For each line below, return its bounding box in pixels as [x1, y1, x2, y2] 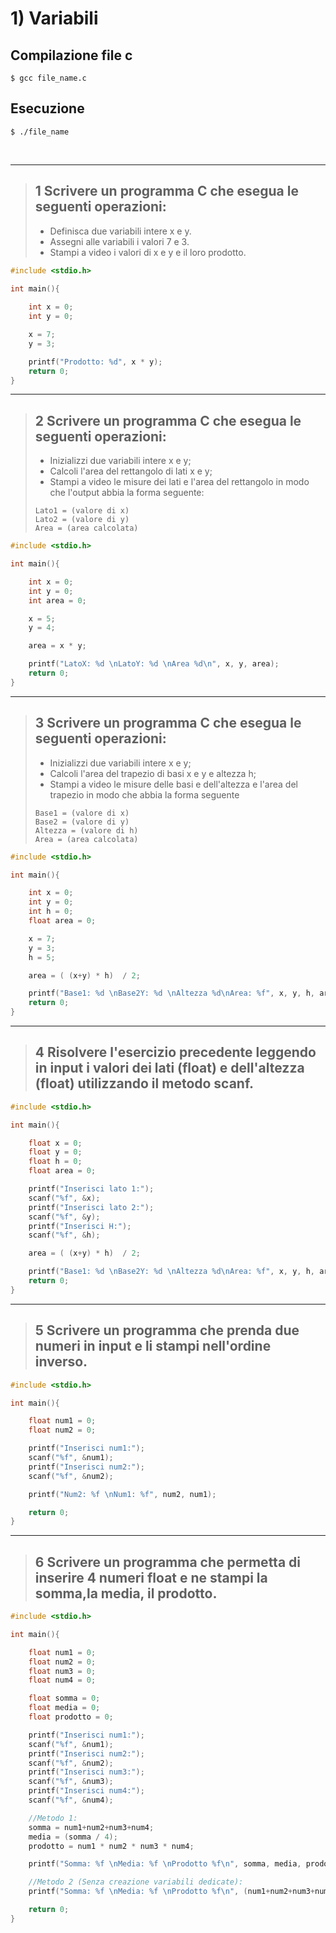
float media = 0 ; [28, 1703, 101, 1713]
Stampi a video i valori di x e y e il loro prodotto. [49, 246, 247, 258]
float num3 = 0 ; [28, 1666, 97, 1676]
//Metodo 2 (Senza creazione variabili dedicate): [28, 1877, 244, 1887]
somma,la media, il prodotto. [34, 1585, 218, 1602]
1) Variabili [10, 7, 99, 30]
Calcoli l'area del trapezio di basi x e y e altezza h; [49, 767, 257, 779]
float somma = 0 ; [28, 1693, 101, 1704]
